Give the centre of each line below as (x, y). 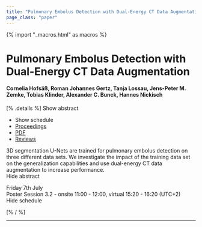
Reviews (25, 139)
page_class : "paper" (32, 17)
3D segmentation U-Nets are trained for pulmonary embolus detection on (97, 150)
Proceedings (31, 126)
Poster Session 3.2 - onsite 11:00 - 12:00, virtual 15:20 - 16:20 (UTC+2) (93, 194)
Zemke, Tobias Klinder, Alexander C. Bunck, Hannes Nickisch (84, 95)
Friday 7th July (25, 187)
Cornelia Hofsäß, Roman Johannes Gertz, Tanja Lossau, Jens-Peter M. (96, 88)
